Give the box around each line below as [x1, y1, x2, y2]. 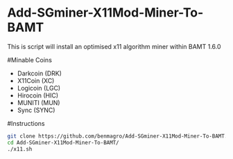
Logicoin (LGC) [17, 84, 61, 92]
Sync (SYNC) [17, 106, 55, 114]
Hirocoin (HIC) [17, 91, 59, 100]
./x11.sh [7, 145, 33, 153]
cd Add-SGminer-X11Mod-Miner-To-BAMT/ [7, 139, 119, 146]
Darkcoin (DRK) [17, 69, 62, 77]
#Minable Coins [7, 55, 52, 64]
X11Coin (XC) [17, 76, 55, 84]
